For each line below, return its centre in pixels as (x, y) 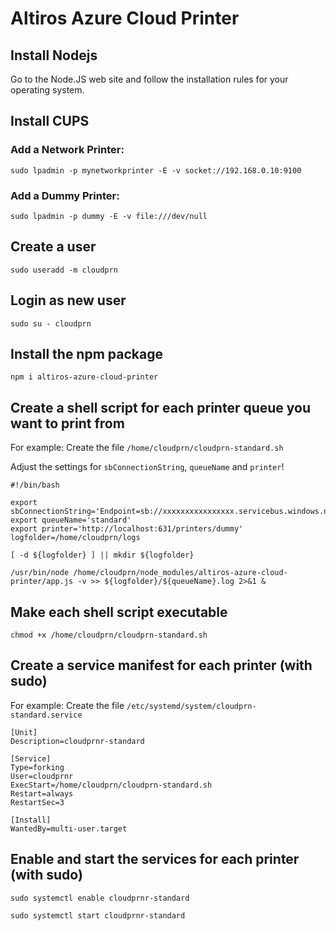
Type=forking (37, 767)
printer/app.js (42, 582)
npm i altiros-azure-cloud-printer (84, 377)
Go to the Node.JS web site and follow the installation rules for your (149, 79)
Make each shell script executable (119, 612)
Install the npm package (86, 354)
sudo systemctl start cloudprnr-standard (98, 915)
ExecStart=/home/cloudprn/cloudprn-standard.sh (111, 785)
